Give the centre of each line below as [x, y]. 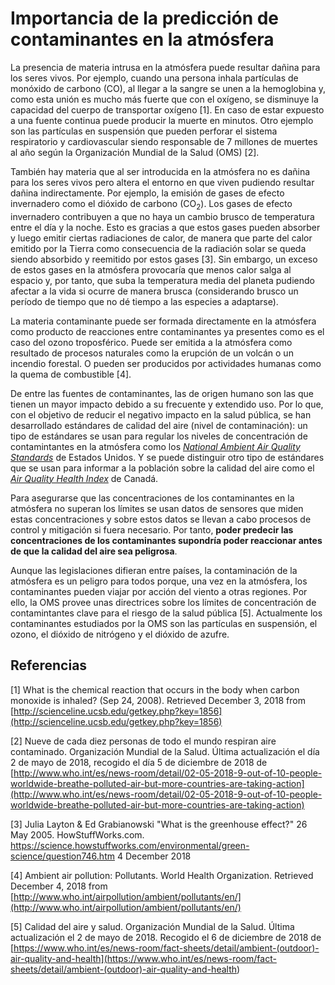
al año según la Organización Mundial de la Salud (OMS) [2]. [135, 152]
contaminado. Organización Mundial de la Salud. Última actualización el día [165, 751]
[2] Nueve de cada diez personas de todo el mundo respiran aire [143, 741]
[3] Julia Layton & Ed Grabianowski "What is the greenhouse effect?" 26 [159, 824]
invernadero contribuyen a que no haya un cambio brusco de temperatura [162, 216]
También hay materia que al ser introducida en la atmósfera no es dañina [160, 171]
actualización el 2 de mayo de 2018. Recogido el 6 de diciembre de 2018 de [166, 937]
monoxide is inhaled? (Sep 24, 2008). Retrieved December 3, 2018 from [158, 700]
